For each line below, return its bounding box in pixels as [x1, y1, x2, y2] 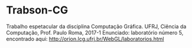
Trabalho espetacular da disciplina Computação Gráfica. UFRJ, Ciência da [6, 23, 187, 30]
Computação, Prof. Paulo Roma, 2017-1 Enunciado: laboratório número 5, [6, 29, 184, 36]
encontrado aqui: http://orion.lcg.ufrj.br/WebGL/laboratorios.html [6, 35, 164, 42]
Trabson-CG [6, 4, 69, 17]
